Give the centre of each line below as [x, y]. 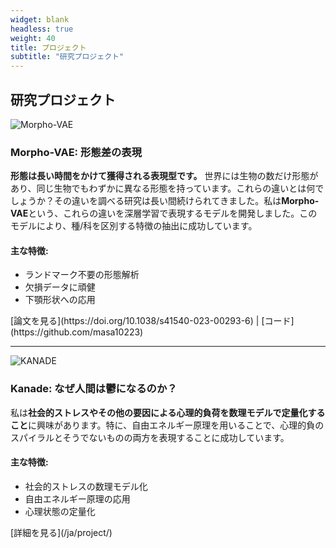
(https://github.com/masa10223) [77, 332]
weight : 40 [33, 38]
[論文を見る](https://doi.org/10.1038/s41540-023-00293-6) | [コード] [152, 321]
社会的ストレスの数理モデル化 [86, 486]
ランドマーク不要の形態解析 [82, 275]
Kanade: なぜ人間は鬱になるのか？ [94, 389]
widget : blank [40, 19]
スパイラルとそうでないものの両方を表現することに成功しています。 [150, 437]
